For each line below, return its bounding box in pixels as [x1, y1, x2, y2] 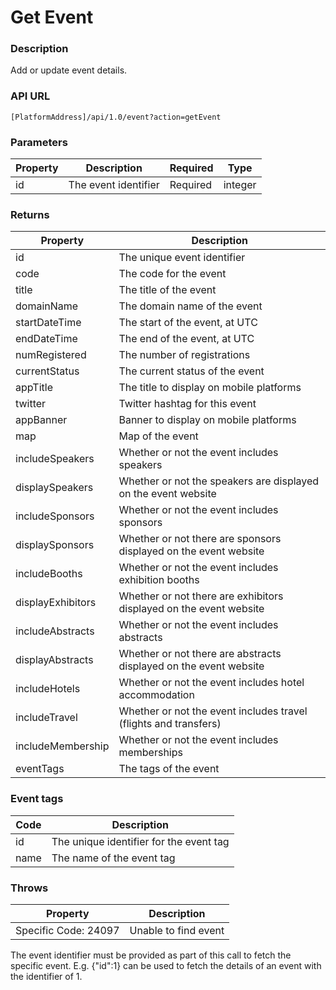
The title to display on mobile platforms [118, 381, 302, 395]
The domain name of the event [118, 299, 263, 313]
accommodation [118, 688, 195, 702]
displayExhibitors [15, 596, 97, 610]
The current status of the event [118, 364, 265, 378]
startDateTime [15, 316, 82, 330]
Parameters [10, 135, 68, 149]
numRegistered [15, 348, 87, 362]
